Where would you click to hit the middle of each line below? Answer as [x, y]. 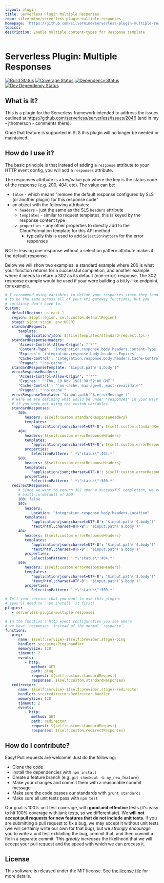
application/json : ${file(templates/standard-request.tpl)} [87, 336]
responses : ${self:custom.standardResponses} [78, 680]
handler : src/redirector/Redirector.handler [64, 694]
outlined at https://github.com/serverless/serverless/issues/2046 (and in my [82, 118]
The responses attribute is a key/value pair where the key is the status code [81, 179]
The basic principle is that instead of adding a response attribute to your [77, 165]
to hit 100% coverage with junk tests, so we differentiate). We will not [75, 813]
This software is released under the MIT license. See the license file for [77, 871]
